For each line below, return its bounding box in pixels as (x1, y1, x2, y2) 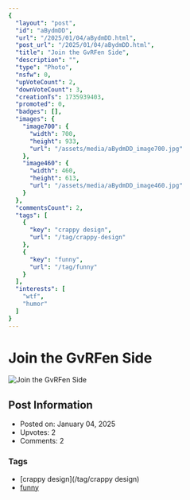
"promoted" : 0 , (15, 100, 66, 108)
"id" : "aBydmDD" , (15, 26, 73, 34)
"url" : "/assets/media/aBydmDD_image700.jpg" (29, 145, 183, 153)
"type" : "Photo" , (15, 64, 73, 72)
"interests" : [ (15, 285, 66, 293)
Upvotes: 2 (19, 428, 56, 437)
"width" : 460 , (29, 167, 77, 175)
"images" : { (15, 115, 56, 123)
